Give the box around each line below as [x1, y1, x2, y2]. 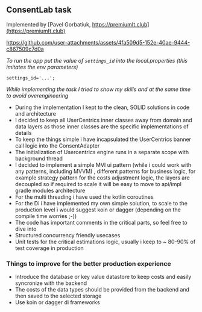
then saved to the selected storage [14, 292, 102, 300]
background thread [14, 155, 63, 162]
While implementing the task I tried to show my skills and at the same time [6, 86, 191, 93]
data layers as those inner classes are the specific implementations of [14, 123, 189, 130]
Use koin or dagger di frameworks [14, 299, 101, 306]
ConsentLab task [6, 5, 72, 15]
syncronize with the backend [14, 279, 87, 287]
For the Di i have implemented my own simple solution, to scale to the [14, 199, 188, 207]
